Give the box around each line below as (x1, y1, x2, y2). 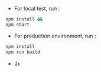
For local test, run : (14, 5, 60, 12)
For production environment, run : (14, 32, 96, 39)
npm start (5, 22, 30, 28)
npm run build (5, 49, 41, 55)
